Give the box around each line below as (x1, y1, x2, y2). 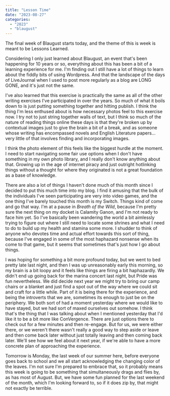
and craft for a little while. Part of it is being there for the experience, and (5, 289, 157, 295)
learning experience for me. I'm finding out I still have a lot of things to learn (5, 67, 164, 73)
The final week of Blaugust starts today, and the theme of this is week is (5, 40, 156, 46)
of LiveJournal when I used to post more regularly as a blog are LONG (5, 77, 151, 83)
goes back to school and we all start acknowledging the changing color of (5, 358, 160, 365)
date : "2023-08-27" (5, 12, 47, 17)
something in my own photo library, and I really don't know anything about (5, 156, 161, 162)
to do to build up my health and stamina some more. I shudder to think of (5, 225, 157, 232)
